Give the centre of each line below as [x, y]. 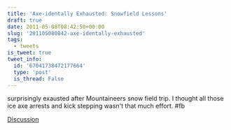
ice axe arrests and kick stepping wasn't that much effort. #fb [96, 106]
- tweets [26, 46]
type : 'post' [33, 72]
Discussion [23, 120]
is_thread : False [39, 79]
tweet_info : [24, 59]
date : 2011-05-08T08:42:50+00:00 [56, 27]
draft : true [24, 20]
